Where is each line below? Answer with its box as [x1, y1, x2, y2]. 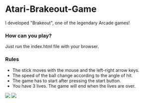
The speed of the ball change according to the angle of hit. [12, 72, 133, 78]
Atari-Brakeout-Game [5, 3, 97, 15]
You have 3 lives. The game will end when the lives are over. [12, 83, 136, 89]
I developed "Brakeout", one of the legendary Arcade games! [5, 20, 130, 26]
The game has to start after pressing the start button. [12, 78, 121, 84]
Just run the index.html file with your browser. [5, 44, 99, 50]
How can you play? [5, 32, 52, 39]
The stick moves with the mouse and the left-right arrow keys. [12, 67, 140, 73]
